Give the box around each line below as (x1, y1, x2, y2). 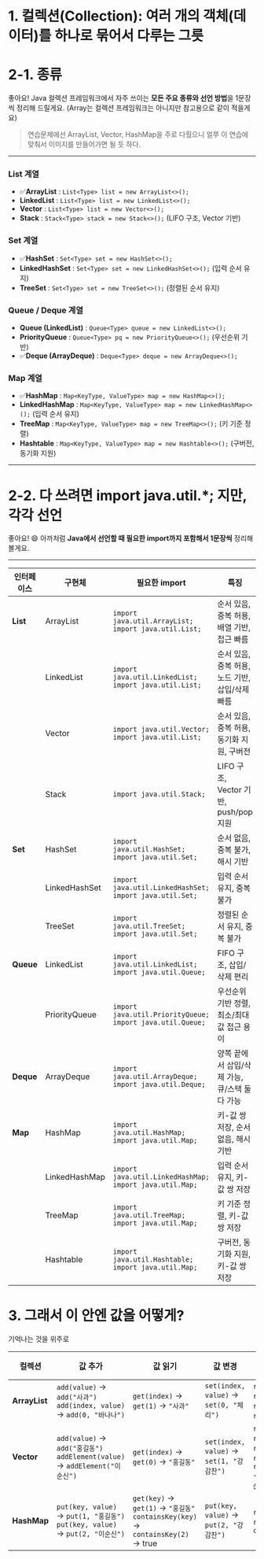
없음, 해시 (217, 1134, 251, 1145)
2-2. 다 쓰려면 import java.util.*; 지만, (8, 486, 247, 504)
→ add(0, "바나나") (56, 1409, 126, 1420)
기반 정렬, (217, 998, 251, 1009)
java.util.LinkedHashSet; (112, 883, 210, 892)
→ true (132, 1538, 158, 1549)
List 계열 (8, 168, 39, 179)
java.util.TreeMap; (112, 1211, 186, 1220)
